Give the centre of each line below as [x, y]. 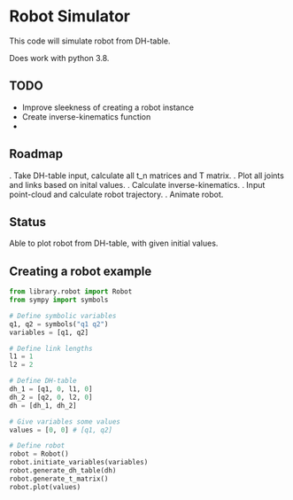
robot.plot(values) [45, 487]
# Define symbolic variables [63, 316]
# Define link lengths [51, 348]
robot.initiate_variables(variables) [79, 463]
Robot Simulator [70, 16]
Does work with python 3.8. [59, 58]
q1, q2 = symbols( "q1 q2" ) [59, 324]
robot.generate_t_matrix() [59, 479]
